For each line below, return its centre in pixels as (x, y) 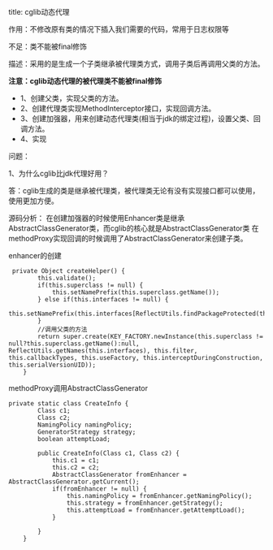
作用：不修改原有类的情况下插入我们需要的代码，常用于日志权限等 (119, 29)
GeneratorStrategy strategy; (87, 432)
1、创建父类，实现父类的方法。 (71, 98)
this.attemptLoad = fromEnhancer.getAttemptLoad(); (156, 510)
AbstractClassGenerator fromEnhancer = (119, 474)
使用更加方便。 (33, 201)
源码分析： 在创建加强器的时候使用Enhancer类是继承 (97, 218)
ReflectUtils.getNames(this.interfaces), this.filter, (103, 351)
